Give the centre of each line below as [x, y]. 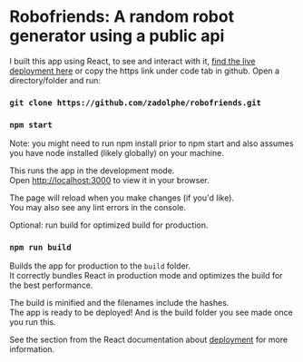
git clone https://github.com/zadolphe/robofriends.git [135, 103]
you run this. [33, 322]
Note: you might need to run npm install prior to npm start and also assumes [151, 143]
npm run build [40, 248]
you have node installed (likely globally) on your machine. [117, 153]
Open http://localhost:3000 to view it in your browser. [110, 181]
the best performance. [51, 285]
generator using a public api [117, 36]
